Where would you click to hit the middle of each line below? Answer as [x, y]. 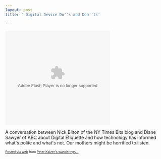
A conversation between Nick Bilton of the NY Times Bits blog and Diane [81, 132]
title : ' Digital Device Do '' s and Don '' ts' [53, 15]
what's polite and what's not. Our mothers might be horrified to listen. [77, 143]
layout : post [19, 10]
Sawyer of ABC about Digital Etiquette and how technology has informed [81, 137]
